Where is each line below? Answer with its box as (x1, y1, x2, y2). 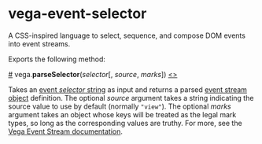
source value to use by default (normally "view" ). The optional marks (8, 102, 231, 111)
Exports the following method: (8, 54, 106, 64)
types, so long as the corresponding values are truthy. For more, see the (8, 118, 242, 127)
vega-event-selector (8, 5, 147, 23)
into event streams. (8, 39, 71, 48)
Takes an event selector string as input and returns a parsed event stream (8, 84, 248, 94)
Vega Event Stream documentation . (8, 127, 124, 136)
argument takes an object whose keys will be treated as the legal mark (8, 109, 237, 119)
